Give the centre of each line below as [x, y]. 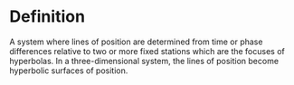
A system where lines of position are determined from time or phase [136, 42]
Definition [47, 17]
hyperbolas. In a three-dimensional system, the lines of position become [144, 61]
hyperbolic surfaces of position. [69, 71]
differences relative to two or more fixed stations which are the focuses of [147, 51]
